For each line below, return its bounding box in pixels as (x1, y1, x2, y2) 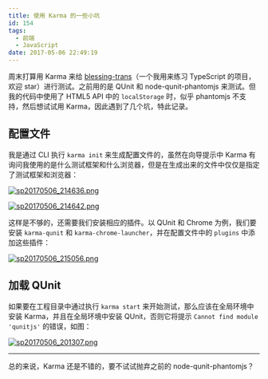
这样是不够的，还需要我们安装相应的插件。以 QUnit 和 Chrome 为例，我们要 (8, 217, 257, 227)
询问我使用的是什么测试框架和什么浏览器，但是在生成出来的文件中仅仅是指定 (8, 160, 260, 169)
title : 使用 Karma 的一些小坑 (8, 11, 100, 20)
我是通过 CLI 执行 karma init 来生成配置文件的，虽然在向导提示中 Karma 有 (8, 149, 257, 160)
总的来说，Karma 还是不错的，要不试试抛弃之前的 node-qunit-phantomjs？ (8, 361, 254, 371)
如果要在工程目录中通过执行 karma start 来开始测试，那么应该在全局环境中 (8, 301, 254, 311)
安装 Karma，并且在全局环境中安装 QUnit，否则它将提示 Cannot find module (8, 311, 258, 321)
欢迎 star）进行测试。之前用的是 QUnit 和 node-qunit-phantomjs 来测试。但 (8, 81, 257, 91)
